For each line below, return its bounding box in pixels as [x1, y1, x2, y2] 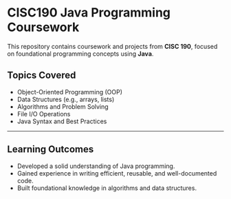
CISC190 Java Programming [7, 5, 170, 21]
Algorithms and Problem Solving [16, 102, 109, 111]
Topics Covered [7, 70, 76, 81]
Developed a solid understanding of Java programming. [16, 162, 175, 170]
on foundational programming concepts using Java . [7, 50, 154, 58]
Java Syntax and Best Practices [16, 117, 107, 125]
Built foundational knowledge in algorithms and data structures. [16, 184, 197, 192]
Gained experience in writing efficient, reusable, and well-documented [16, 169, 217, 177]
